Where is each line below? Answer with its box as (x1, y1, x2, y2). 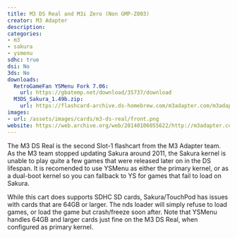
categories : (7, 30, 42, 37)
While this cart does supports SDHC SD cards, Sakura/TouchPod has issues (7, 192, 229, 201)
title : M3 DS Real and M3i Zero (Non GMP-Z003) (7, 10, 150, 18)
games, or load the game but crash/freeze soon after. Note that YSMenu (7, 208, 217, 216)
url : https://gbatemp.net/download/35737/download (20, 89, 172, 96)
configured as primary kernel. (7, 222, 94, 231)
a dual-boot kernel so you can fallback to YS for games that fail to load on (7, 171, 222, 180)
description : (7, 23, 46, 30)
